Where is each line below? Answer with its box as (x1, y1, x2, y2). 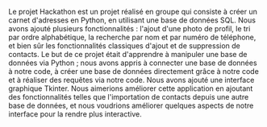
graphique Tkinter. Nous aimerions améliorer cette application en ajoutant (8, 84, 253, 93)
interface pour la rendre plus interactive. (8, 109, 143, 119)
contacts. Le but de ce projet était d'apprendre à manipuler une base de (8, 50, 248, 59)
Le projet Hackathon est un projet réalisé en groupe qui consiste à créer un (8, 7, 258, 16)
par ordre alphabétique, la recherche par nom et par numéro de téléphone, (8, 32, 257, 42)
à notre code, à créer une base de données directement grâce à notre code (8, 67, 260, 76)
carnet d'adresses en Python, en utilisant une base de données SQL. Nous (8, 15, 257, 25)
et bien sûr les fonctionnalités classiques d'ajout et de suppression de (8, 41, 240, 51)
